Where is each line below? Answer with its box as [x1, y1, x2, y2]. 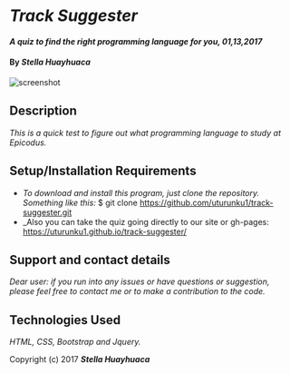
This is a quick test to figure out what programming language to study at [9, 127, 282, 138]
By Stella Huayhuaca [9, 56, 91, 68]
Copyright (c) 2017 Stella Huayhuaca [9, 354, 150, 365]
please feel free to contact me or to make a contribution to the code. [9, 286, 266, 297]
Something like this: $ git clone [22, 197, 138, 208]
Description [9, 103, 77, 119]
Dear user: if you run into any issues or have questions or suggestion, [9, 276, 270, 287]
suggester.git [22, 206, 72, 218]
